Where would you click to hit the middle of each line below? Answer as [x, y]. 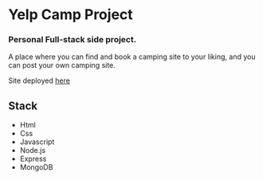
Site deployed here [39, 80]
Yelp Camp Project [71, 15]
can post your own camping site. [62, 65]
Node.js [33, 151]
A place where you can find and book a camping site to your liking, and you [132, 57]
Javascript [37, 142]
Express [33, 159]
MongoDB [36, 167]
